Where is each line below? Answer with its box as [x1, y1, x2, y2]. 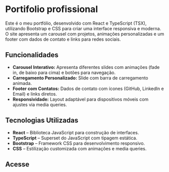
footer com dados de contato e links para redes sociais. [5, 36, 121, 42]
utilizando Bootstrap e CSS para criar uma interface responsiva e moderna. [5, 25, 161, 31]
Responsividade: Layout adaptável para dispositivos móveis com [12, 96, 149, 102]
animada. [12, 80, 32, 86]
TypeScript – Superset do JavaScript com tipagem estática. [12, 135, 138, 141]
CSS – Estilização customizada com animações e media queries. [12, 145, 147, 151]
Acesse [5, 160, 30, 168]
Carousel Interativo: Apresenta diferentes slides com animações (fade [12, 64, 160, 70]
